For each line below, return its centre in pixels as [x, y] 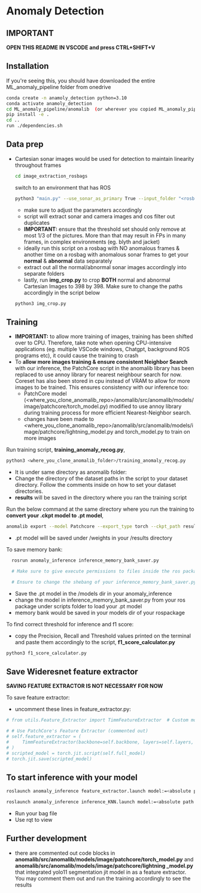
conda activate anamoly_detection [49, 103]
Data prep [25, 144]
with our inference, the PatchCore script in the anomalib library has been [104, 368]
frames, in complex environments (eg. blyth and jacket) [92, 242]
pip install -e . [28, 115]
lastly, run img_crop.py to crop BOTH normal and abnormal [97, 280]
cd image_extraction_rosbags [51, 176]
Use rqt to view [33, 820]
